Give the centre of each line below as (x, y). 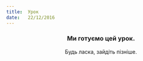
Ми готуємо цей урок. (101, 39)
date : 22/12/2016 (31, 18)
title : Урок (23, 12)
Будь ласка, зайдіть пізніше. (101, 51)
